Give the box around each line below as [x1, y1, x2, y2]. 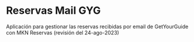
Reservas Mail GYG [6, 4, 101, 17]
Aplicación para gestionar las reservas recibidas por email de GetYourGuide [6, 23, 189, 30]
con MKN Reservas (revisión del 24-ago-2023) [6, 29, 120, 36]
